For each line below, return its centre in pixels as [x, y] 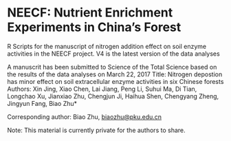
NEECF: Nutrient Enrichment [90, 13]
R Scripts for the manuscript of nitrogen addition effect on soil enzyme [107, 46]
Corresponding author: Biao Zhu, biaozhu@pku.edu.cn [85, 117]
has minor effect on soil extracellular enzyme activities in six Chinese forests [115, 81]
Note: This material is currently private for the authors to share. [96, 130]
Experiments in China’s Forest [94, 27]
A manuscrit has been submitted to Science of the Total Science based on [112, 67]
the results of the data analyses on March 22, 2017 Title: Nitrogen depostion [115, 74]
